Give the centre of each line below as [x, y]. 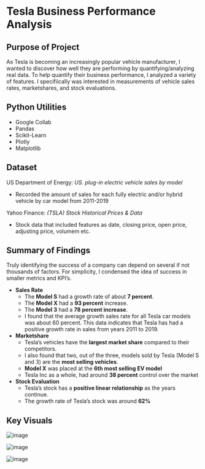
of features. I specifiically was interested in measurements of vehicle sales [101, 81]
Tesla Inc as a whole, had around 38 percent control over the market [111, 375]
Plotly [22, 141]
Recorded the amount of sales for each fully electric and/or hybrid [99, 194]
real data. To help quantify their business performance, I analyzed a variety [101, 75]
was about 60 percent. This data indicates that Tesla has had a [104, 323]
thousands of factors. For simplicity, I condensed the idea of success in [97, 272]
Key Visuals [29, 420]
